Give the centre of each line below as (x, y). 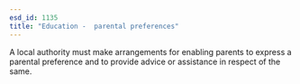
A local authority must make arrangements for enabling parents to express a (150, 51)
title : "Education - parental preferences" (94, 26)
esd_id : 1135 (34, 18)
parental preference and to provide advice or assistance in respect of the (145, 61)
